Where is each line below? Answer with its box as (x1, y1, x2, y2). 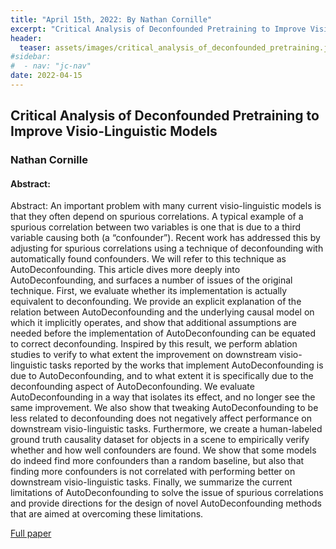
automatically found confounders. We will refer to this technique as (10, 253, 287, 265)
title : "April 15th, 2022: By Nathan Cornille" (10, 14, 213, 25)
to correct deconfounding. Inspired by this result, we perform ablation (10, 338, 298, 350)
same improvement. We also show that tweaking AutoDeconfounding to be (10, 402, 319, 414)
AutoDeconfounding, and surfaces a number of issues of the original (10, 274, 293, 286)
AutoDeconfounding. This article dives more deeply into (10, 264, 241, 276)
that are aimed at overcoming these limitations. (10, 508, 204, 520)
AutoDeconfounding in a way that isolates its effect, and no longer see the (10, 391, 316, 403)
